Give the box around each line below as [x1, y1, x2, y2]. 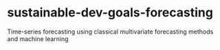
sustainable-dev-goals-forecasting [7, 5, 213, 21]
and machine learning [7, 34, 69, 42]
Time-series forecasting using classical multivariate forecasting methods [7, 27, 214, 36]
